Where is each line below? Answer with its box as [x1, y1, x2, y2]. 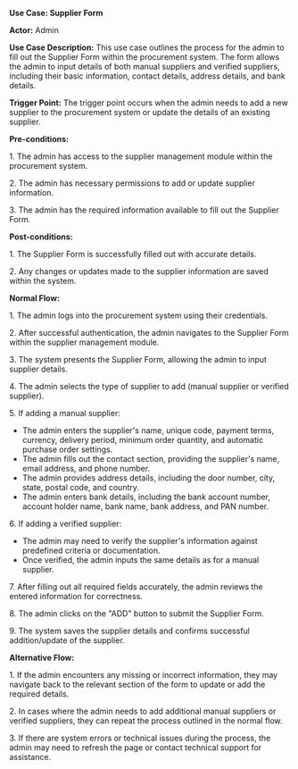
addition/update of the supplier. [9, 635, 125, 646]
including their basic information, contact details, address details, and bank [9, 71, 286, 81]
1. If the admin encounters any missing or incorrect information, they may [9, 670, 278, 680]
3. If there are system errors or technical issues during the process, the [9, 732, 271, 743]
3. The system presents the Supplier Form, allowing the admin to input [9, 355, 268, 364]
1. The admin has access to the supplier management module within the [9, 151, 273, 162]
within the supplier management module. [9, 337, 160, 347]
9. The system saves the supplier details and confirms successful [9, 625, 250, 636]
